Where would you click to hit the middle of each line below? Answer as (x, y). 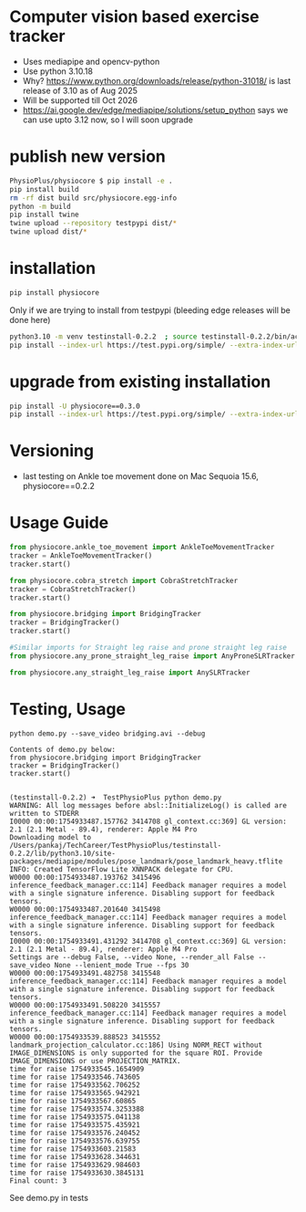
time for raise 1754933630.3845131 (77, 1173)
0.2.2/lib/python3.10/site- (63, 853)
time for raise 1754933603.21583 (73, 1149)
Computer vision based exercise (134, 17)
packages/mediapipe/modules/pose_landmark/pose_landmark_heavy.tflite (146, 861)
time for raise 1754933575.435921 (75, 1124)
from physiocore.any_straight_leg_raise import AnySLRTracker (130, 673)
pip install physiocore (55, 293)
